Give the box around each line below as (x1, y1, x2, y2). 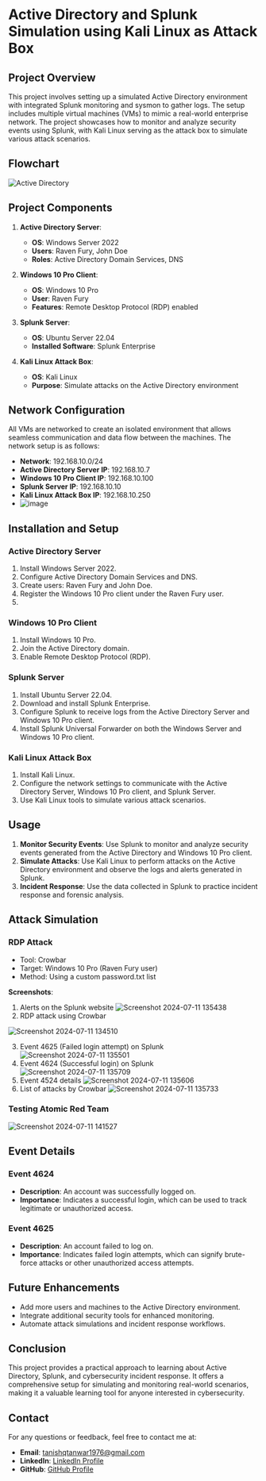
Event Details (8, 1144, 75, 1158)
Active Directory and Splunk (8, 6, 198, 24)
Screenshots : (8, 987, 54, 997)
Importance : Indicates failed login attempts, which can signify (19, 1249, 223, 1259)
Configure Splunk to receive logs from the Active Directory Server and (19, 706, 250, 716)
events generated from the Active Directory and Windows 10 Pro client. (19, 848, 253, 857)
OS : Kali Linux (31, 371, 78, 382)
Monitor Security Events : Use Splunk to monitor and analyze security (19, 839, 249, 848)
